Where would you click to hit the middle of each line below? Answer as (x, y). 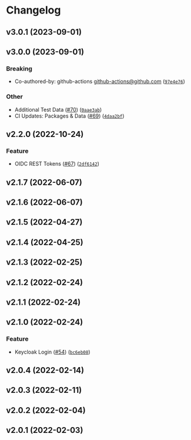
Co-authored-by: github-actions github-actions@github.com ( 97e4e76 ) (100, 81)
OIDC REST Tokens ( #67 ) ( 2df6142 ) (57, 164)
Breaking (19, 68)
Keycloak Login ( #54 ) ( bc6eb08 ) (52, 352)
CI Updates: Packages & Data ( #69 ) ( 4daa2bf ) (69, 116)
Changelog (33, 10)
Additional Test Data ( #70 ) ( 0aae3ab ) (58, 109)
